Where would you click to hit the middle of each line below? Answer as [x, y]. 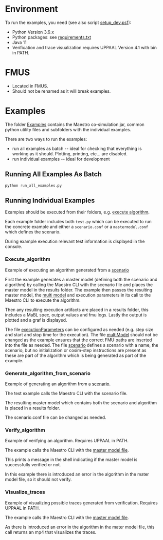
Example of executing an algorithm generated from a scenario [67, 270]
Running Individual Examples [50, 200]
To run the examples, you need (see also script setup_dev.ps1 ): [68, 22]
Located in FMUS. [30, 86]
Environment [32, 9]
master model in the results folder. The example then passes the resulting [79, 290]
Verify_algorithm [25, 430]
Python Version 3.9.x [33, 32]
